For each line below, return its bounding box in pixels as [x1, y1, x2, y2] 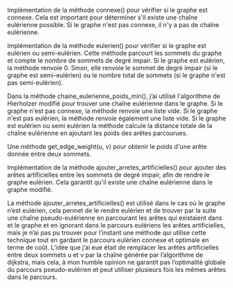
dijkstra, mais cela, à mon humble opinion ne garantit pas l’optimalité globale [7, 258, 226, 266]
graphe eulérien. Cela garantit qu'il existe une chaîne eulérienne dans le [7, 178, 214, 186]
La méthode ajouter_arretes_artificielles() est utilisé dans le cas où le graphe [7, 199, 226, 207]
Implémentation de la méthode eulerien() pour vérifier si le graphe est [7, 42, 207, 49]
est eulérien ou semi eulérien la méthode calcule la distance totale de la [7, 122, 213, 129]
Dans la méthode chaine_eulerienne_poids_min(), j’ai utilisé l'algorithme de [7, 92, 220, 100]
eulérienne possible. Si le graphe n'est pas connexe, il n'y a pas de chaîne [7, 21, 220, 29]
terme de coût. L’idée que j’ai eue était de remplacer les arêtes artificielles [7, 243, 219, 251]
